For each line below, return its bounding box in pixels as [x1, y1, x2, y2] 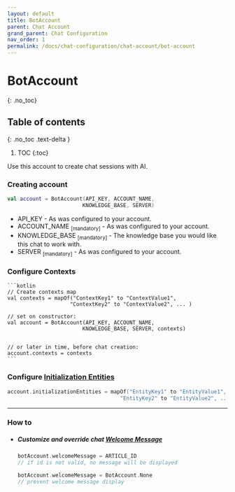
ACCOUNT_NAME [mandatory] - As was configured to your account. [17, 222, 210, 232]
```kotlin [7, 283, 36, 290]
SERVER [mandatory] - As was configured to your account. [17, 248, 182, 258]
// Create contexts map [7, 288, 77, 296]
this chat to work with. [17, 240, 82, 248]
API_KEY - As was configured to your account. [17, 214, 152, 223]
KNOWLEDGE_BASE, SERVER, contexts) [82, 325, 187, 332]
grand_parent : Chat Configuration [7, 29, 108, 37]
